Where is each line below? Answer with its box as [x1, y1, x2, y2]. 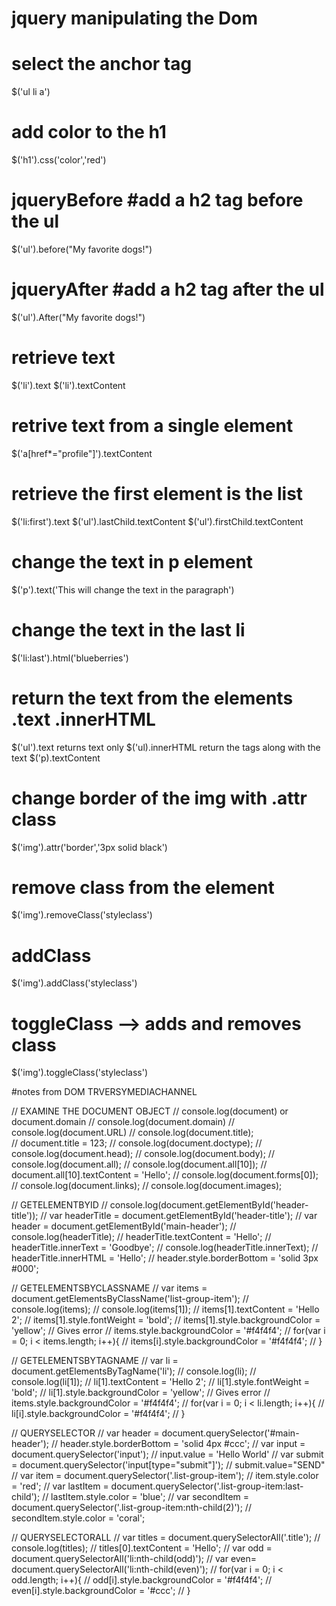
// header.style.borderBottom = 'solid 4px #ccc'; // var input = [50, 1438, 306, 1450]
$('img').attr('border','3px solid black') [11, 841, 168, 853]
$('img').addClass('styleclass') [11, 977, 138, 989]
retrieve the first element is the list [11, 483, 304, 505]
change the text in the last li [11, 618, 246, 641]
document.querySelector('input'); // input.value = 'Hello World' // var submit [11, 1448, 324, 1461]
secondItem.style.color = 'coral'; [11, 1512, 146, 1524]
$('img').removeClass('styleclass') [11, 909, 153, 921]
